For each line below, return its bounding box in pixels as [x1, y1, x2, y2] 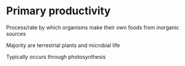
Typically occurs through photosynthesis [6, 53, 106, 60]
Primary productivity [6, 4, 111, 18]
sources [6, 30, 26, 37]
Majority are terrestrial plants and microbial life [6, 42, 120, 49]
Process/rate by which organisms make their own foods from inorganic [6, 24, 180, 31]
